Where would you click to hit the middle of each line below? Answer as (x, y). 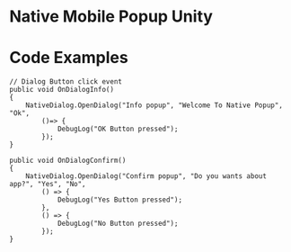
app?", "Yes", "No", (48, 184)
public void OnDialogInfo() (62, 90)
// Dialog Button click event (66, 82)
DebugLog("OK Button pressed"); (118, 129)
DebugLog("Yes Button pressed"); (119, 200)
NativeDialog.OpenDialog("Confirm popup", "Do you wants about (146, 176)
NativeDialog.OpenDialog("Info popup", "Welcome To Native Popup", (154, 105)
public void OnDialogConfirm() (68, 161)
